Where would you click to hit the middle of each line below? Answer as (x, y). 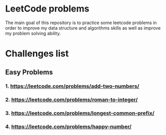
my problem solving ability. (33, 33)
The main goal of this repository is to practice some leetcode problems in (81, 23)
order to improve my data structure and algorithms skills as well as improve (83, 28)
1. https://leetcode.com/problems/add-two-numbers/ (72, 86)
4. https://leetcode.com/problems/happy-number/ (68, 127)
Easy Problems (29, 72)
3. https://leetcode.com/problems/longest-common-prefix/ (80, 113)
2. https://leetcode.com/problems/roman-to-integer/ (72, 100)
